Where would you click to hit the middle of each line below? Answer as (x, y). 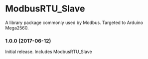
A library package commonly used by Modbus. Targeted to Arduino (74, 22)
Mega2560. (17, 27)
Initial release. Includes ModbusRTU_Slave (49, 52)
